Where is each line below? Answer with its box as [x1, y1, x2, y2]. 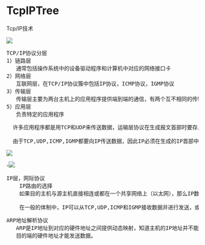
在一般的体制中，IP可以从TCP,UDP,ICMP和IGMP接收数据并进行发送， [19, 203, 195, 211]
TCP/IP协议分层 [6, 50, 48, 56]
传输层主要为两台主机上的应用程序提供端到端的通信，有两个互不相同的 [16, 96, 193, 102]
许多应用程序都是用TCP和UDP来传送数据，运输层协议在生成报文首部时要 [12, 124, 193, 130]
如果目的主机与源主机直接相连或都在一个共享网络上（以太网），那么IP [19, 190, 194, 197]
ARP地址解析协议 [6, 217, 49, 224]
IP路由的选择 [19, 182, 53, 189]
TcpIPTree [6, 4, 59, 18]
